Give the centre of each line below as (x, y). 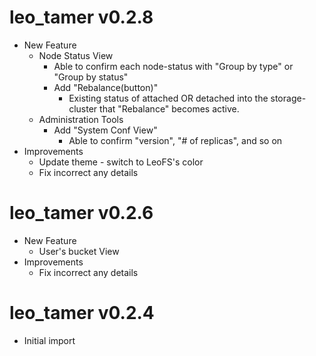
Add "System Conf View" (105, 130)
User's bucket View (79, 251)
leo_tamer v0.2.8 (81, 17)
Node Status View (76, 55)
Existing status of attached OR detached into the (168, 98)
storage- (288, 98)
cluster (83, 108)
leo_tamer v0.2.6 (81, 213)
